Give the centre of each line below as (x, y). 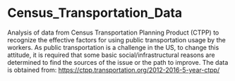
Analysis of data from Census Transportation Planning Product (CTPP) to (113, 32)
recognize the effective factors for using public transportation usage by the (116, 39)
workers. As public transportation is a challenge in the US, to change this (113, 47)
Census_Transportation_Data (95, 13)
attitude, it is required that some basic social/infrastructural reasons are (111, 55)
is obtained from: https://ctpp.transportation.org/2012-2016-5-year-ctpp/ (114, 70)
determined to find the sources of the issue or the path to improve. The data (118, 62)
